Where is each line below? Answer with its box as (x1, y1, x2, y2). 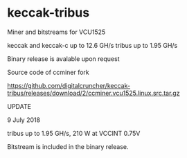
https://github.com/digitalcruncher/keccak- (7, 81, 130, 89)
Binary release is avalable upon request (7, 54, 120, 63)
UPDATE (7, 102, 31, 110)
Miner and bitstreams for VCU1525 (7, 28, 106, 36)
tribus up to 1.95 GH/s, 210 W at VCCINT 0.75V (7, 129, 141, 137)
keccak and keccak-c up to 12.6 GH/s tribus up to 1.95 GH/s (7, 41, 178, 49)
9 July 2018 (7, 116, 40, 124)
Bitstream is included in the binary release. (7, 142, 129, 150)
